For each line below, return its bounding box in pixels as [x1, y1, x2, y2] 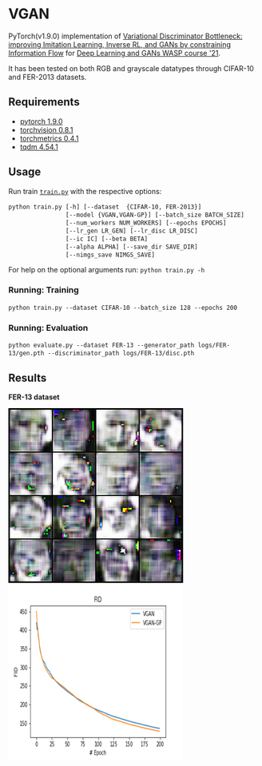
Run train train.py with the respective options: [8, 186, 162, 196]
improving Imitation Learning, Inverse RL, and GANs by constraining [8, 39, 232, 49]
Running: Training [8, 284, 80, 296]
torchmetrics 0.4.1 [19, 133, 79, 143]
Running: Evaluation [8, 322, 89, 333]
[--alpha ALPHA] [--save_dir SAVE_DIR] [65, 243, 198, 251]
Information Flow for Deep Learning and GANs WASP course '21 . [8, 48, 221, 58]
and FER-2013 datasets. [8, 72, 87, 81]
